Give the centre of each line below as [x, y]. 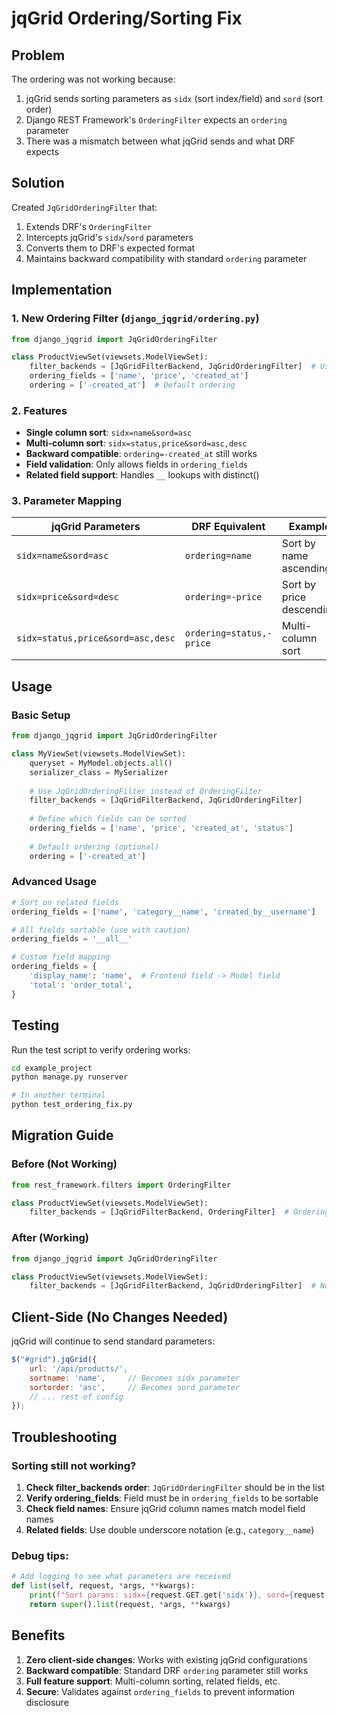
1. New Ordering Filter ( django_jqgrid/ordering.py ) [135, 319]
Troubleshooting [64, 1437]
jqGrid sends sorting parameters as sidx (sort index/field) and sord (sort [174, 98]
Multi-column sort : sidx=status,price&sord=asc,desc [136, 443]
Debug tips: [40, 1555]
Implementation [62, 290]
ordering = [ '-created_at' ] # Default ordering [132, 385]
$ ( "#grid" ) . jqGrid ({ [54, 1360]
